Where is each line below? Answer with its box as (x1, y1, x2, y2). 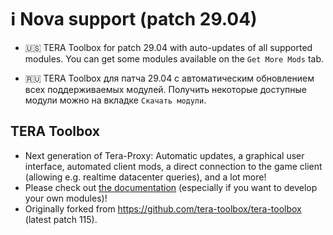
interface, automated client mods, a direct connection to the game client (24, 160, 323, 172)
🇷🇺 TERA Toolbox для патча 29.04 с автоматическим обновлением (24, 72, 315, 84)
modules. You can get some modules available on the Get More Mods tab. (24, 52, 324, 65)
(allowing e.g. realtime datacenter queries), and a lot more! (24, 171, 267, 183)
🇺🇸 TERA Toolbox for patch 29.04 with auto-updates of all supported (24, 41, 313, 53)
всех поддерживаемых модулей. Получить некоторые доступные (24, 83, 307, 95)
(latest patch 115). (24, 213, 98, 225)
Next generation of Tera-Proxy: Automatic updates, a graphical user (24, 149, 305, 161)
